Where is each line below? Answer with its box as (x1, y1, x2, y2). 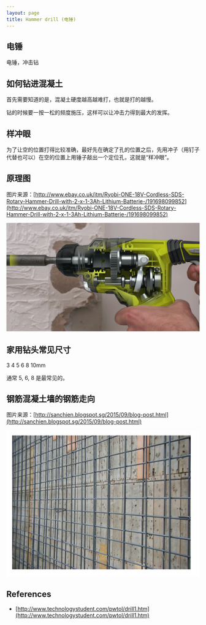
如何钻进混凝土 (6, 78, 63, 89)
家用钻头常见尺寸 (6, 345, 71, 355)
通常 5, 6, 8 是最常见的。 (6, 374, 69, 381)
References (6, 589, 51, 599)
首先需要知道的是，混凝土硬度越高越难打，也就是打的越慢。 (6, 96, 157, 104)
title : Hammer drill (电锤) (6, 16, 77, 23)
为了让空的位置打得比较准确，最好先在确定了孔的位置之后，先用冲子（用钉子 (6, 146, 200, 153)
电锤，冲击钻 (6, 59, 39, 66)
